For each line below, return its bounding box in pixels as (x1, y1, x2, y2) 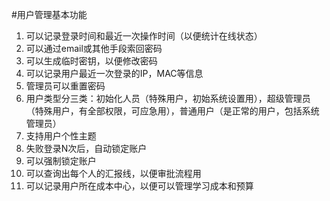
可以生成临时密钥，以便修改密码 (25, 55, 158, 67)
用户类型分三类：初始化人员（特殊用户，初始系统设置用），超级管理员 (25, 93, 311, 104)
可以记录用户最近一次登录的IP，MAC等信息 (25, 68, 204, 79)
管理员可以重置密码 (25, 80, 106, 92)
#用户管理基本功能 (11, 9, 88, 20)
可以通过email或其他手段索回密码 (25, 43, 163, 54)
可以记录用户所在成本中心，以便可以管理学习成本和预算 (25, 180, 254, 192)
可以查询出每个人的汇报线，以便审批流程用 (25, 168, 202, 179)
